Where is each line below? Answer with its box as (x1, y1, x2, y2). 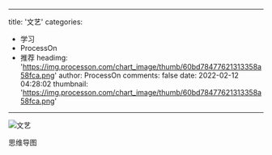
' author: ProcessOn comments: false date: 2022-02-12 (54, 70, 239, 80)
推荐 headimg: (19, 53, 69, 62)
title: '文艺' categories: (8, 17, 83, 27)
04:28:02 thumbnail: (19, 79, 89, 89)
